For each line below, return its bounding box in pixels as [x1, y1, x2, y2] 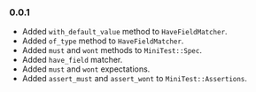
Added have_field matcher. [21, 55, 123, 65]
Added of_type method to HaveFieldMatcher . [21, 35, 184, 46]
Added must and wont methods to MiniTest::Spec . [21, 45, 202, 56]
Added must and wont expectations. [21, 64, 151, 74]
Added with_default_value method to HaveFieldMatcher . [21, 27, 228, 37]
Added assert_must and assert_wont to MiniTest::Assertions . [21, 73, 248, 84]
